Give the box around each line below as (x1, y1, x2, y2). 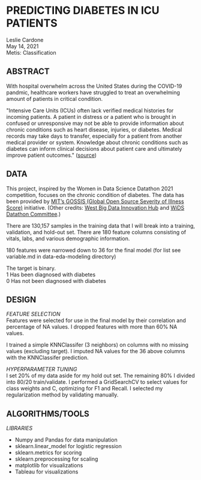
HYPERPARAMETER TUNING (6, 366, 77, 373)
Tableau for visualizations (14, 468, 79, 475)
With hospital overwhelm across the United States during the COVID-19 (6, 82, 182, 90)
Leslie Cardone (6, 36, 44, 43)
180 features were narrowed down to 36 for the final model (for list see (6, 246, 181, 254)
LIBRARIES (6, 425, 33, 432)
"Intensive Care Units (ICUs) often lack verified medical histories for (6, 106, 174, 114)
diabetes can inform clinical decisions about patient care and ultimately (6, 145, 182, 152)
